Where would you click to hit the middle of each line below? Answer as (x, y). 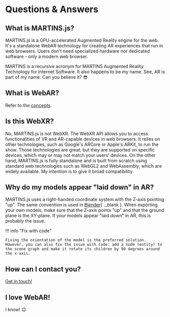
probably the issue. (25, 221)
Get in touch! (19, 281)
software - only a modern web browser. (46, 56)
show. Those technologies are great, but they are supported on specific (80, 150)
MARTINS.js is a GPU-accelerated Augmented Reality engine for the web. (82, 40)
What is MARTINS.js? (40, 28)
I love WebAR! (28, 297)
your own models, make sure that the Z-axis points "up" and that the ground (85, 210)
